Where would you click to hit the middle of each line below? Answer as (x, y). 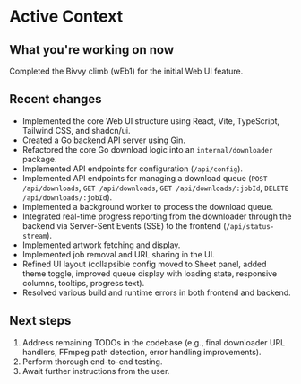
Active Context (66, 17)
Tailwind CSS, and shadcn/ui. (77, 130)
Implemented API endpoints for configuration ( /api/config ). (133, 169)
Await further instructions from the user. (96, 371)
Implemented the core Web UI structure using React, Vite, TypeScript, (151, 121)
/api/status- (250, 226)
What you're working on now (92, 50)
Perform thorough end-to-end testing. (92, 362)
